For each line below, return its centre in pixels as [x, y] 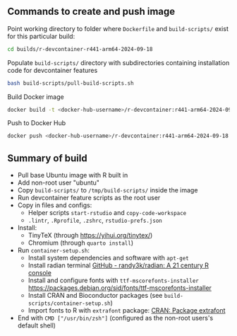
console [39, 273]
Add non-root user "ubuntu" [59, 183]
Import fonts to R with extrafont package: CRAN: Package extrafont [127, 311]
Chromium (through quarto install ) [81, 243]
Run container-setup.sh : [54, 250]
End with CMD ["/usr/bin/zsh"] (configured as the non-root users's [115, 318]
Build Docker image [36, 97]
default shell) [37, 325]
